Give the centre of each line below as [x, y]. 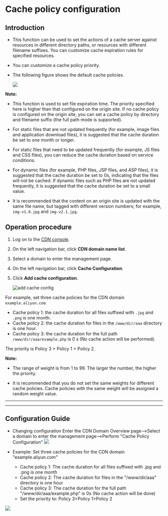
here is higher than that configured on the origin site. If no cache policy [85, 109]
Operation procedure [38, 227]
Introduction [25, 28]
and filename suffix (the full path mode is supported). [67, 119]
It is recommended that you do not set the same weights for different [83, 383]
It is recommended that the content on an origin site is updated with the [86, 201]
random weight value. [35, 393]
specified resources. [33, 55]
